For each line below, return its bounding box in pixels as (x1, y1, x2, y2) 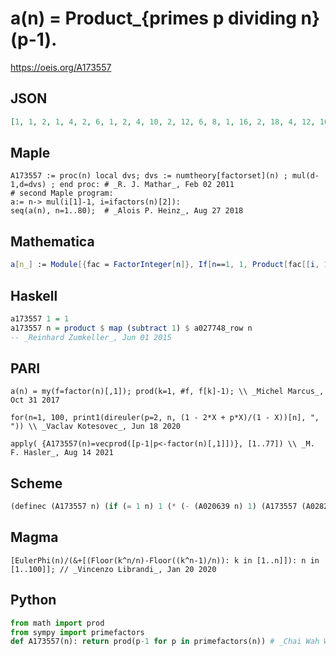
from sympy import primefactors (10, 627, 145, 637)
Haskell (10, 287, 58, 304)
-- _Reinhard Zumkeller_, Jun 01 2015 (10, 332, 172, 342)
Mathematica (10, 233, 95, 250)
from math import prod (10, 618, 105, 628)
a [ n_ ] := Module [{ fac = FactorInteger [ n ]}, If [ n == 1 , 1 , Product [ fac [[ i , (10, 260, 320, 270)
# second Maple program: (10, 188, 114, 199)
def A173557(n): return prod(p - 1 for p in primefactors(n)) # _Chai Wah (10, 637, 320, 647)
